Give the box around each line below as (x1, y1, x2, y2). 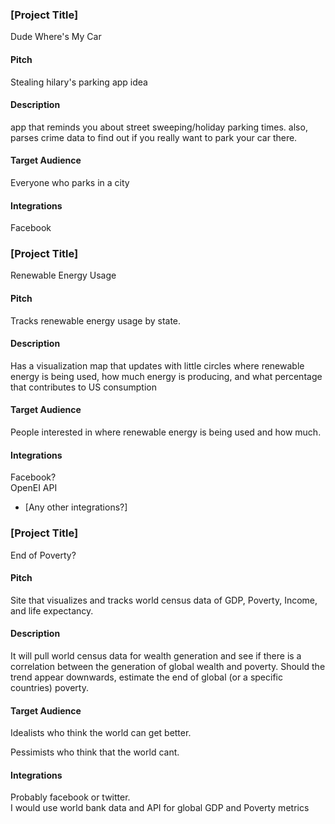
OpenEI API (10, 482, 58, 494)
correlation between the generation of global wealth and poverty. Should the (10, 660, 326, 672)
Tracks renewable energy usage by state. (10, 314, 182, 327)
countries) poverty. (10, 681, 89, 693)
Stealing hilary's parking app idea (10, 76, 148, 88)
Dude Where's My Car (10, 31, 102, 43)
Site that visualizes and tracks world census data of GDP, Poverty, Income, (10, 594, 318, 606)
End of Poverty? (10, 549, 77, 561)
